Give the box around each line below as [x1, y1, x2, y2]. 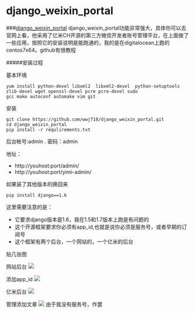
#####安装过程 [6, 59, 44, 66]
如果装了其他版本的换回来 [6, 180, 68, 187]
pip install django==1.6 [6, 192, 67, 198]
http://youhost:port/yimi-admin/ [14, 168, 92, 175]
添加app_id [6, 275, 33, 282]
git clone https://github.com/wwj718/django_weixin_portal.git [6, 116, 165, 122]
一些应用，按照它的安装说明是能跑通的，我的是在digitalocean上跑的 [6, 39, 170, 46]
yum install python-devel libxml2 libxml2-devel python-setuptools [6, 83, 180, 89]
